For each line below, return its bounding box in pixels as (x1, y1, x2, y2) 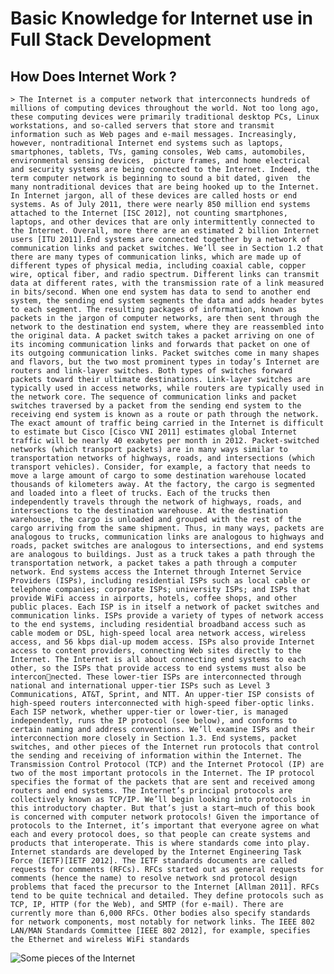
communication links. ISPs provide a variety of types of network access (10, 611, 325, 621)
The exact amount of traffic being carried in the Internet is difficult (10, 418, 325, 428)
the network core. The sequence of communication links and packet (10, 392, 298, 402)
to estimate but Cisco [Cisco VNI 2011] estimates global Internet (10, 427, 298, 437)
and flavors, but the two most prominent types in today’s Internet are (10, 357, 320, 367)
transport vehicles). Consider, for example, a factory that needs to (10, 462, 311, 472)
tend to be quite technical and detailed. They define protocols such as (10, 891, 325, 901)
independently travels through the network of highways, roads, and (10, 497, 302, 507)
